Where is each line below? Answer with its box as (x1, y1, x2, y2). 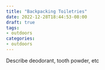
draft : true (6, 19, 35, 25)
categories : (6, 36, 35, 41)
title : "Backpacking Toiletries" (6, 8, 87, 15)
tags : (6, 24, 19, 31)
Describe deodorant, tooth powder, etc (6, 57, 99, 64)
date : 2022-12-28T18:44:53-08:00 (6, 14, 87, 20)
